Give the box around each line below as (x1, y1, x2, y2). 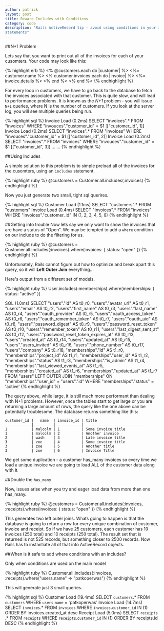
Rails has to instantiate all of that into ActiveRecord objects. (5, 542, 124, 547)
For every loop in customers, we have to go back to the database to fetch (5, 88, 153, 93)
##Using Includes (5, 153, 41, 159)
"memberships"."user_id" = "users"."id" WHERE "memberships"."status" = (5, 378, 154, 384)
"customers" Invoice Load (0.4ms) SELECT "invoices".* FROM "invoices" (5, 207, 152, 213)
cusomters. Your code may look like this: (5, 58, 87, 64)
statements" (5, 30, 29, 35)
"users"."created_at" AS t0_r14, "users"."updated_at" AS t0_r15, (5, 337, 132, 342)
